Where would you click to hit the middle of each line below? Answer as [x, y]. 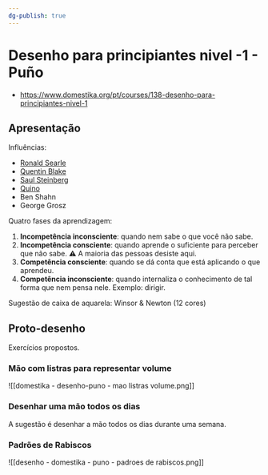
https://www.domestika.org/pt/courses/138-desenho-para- [118, 95]
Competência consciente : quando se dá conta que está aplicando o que [140, 262]
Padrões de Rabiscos [50, 445]
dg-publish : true [37, 16]
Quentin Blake [43, 171]
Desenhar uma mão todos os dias [74, 407]
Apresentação [45, 128]
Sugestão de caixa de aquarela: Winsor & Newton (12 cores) [107, 303]
